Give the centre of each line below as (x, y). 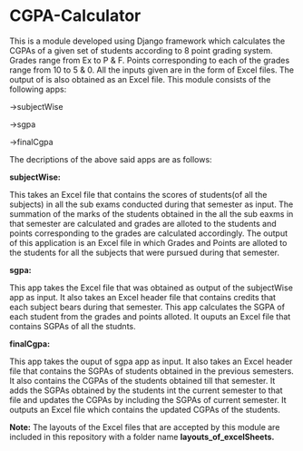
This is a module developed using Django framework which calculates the (147, 41)
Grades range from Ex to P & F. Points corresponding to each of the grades (150, 60)
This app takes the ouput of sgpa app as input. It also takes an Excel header (151, 361)
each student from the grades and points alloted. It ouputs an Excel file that (150, 316)
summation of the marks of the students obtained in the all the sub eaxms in (151, 213)
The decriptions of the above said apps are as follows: (111, 159)
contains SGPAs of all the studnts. (73, 326)
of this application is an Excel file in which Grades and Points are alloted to (148, 242)
